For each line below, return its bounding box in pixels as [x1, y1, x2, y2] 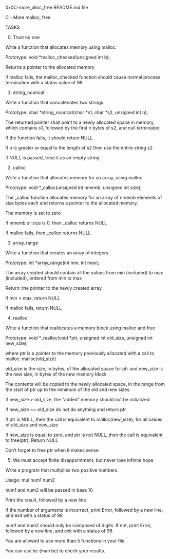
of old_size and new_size [5, 422, 58, 428]
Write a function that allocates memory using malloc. [5, 44, 117, 50]
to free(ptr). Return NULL [5, 437, 59, 443]
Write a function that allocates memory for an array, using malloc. [5, 175, 144, 180]
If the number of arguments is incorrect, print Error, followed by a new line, [5, 507, 163, 513]
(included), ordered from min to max [5, 275, 82, 281]
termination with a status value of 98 [5, 80, 83, 85]
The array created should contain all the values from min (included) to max [5, 270, 163, 275]
